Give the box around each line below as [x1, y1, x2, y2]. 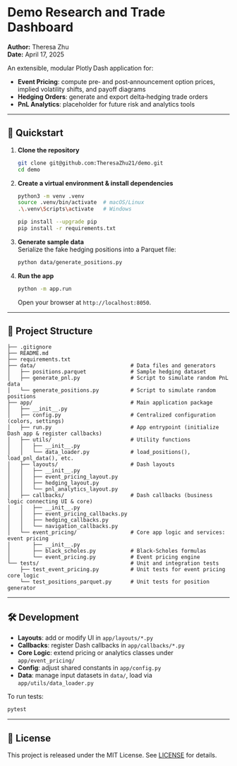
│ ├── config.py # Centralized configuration [7, 412, 217, 419]
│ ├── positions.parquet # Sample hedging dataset [7, 369, 207, 376]
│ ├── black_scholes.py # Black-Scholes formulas [7, 548, 207, 555]
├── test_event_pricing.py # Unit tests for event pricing [20, 566, 226, 573]
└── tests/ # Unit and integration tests [7, 560, 219, 567]
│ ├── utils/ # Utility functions [7, 436, 191, 443]
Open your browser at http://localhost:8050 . [17, 298, 152, 306]
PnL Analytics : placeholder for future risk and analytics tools [17, 100, 195, 108]
